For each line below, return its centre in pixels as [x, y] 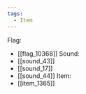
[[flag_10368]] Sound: [49, 54]
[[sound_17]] [35, 68]
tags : [15, 14]
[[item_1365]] [36, 83]
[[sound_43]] [36, 61]
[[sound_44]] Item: [44, 76]
